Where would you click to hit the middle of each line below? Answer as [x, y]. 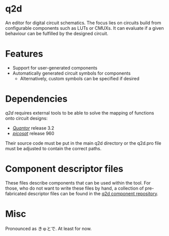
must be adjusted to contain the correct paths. [53, 148]
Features [24, 54]
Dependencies [36, 99]
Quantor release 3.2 [33, 128]
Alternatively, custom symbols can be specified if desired [80, 78]
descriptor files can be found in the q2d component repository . [93, 193]
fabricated [16, 193]
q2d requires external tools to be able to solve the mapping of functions [80, 113]
